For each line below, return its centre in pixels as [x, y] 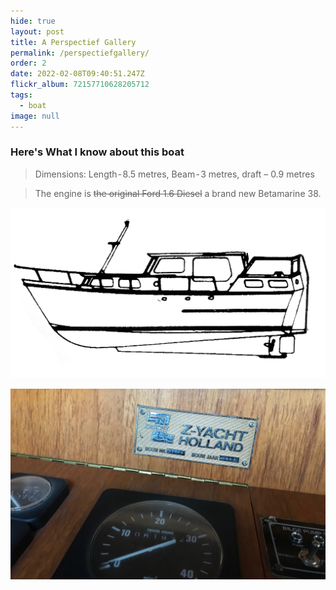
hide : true [33, 21]
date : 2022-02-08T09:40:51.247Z [77, 74]
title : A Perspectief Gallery [73, 42]
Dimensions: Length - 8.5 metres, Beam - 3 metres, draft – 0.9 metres [174, 174]
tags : [21, 95]
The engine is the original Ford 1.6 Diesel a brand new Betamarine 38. [178, 193]
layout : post [37, 31]
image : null [35, 116]
